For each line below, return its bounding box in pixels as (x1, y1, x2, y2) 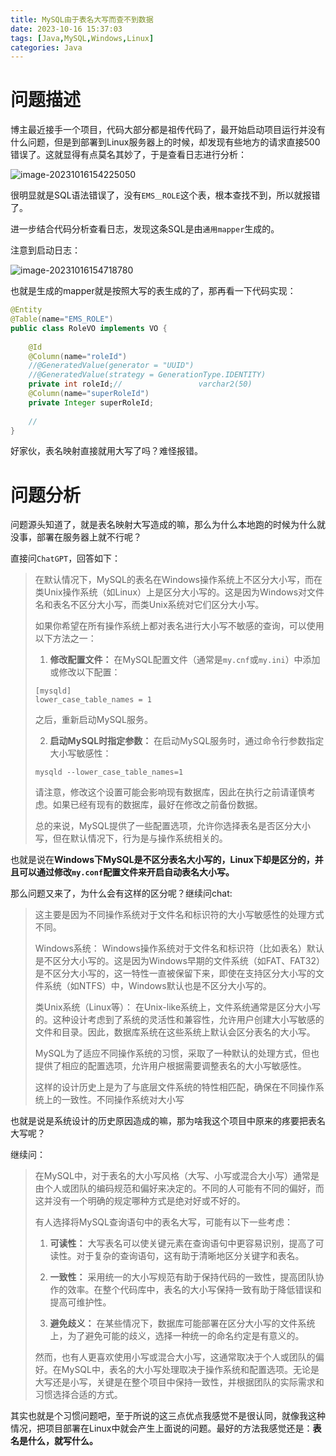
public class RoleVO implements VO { (10, 323, 168, 333)
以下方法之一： (34, 632, 97, 645)
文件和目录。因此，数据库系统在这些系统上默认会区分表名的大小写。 (34, 1026, 316, 1038)
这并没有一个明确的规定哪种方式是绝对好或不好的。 (34, 1195, 246, 1207)
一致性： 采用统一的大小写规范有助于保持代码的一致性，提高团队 (49, 1271, 316, 1283)
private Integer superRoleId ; (28, 397, 155, 408)
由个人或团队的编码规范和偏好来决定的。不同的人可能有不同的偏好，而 (34, 1182, 325, 1195)
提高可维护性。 (49, 1296, 112, 1308)
